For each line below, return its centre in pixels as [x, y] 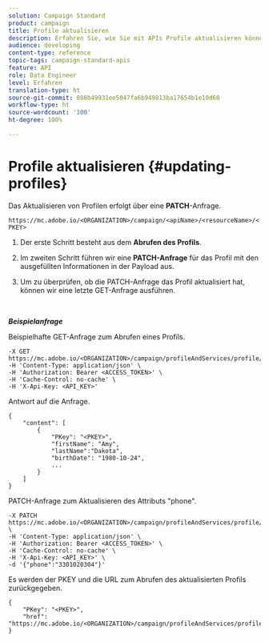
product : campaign [39, 23]
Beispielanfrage [36, 321]
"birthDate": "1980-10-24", [98, 458]
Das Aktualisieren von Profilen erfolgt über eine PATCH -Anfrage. [115, 206]
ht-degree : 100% [35, 120]
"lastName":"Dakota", [87, 451]
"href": [35, 616]
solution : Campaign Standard [57, 16]
